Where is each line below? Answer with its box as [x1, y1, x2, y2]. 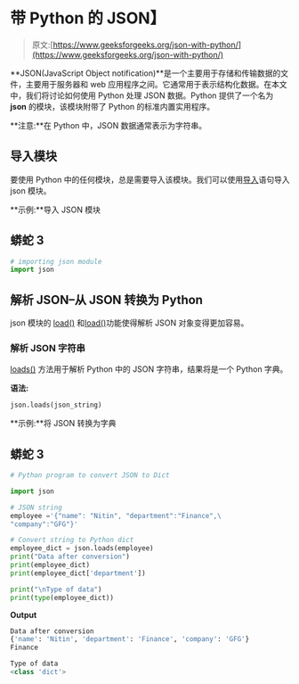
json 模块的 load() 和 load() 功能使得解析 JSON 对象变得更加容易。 [10, 317, 249, 328]
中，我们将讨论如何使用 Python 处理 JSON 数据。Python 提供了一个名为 [10, 90, 274, 101]
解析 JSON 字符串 [10, 342, 85, 355]
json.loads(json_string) [10, 400, 102, 410]
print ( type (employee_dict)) [10, 593, 115, 602]
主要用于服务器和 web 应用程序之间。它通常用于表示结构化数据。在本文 [25, 78, 287, 89]
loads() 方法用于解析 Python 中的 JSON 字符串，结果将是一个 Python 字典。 [10, 364, 288, 375]
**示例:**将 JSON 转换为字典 [10, 418, 117, 429]
